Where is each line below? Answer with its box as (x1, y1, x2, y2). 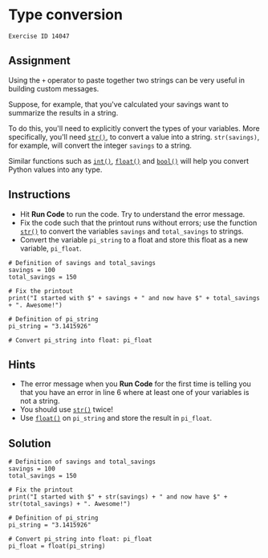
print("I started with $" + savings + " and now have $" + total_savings (8, 294, 261, 302)
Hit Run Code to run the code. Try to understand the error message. (19, 209, 246, 218)
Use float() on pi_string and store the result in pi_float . (19, 413, 213, 423)
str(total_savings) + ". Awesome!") (8, 500, 131, 508)
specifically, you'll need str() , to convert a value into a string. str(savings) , (8, 132, 260, 141)
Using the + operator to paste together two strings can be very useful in (8, 75, 245, 85)
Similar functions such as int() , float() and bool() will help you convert (8, 156, 250, 165)
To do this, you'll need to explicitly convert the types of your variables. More (8, 123, 260, 133)
